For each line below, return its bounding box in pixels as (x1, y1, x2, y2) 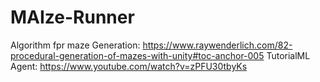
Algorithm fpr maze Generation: (10, 39, 141, 51)
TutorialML (266, 49, 311, 61)
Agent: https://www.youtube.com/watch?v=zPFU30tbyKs (10, 60, 248, 72)
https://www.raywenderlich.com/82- (142, 39, 293, 51)
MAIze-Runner (10, 6, 135, 29)
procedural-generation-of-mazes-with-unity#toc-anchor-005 (10, 49, 265, 61)
